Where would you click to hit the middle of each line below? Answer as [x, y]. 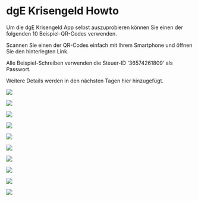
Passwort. [18, 69]
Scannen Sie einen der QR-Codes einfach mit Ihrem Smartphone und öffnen [99, 45]
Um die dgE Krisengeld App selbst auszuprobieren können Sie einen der [95, 27]
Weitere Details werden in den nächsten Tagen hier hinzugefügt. [85, 81]
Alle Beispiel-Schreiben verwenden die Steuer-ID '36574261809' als [90, 63]
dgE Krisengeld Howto [62, 11]
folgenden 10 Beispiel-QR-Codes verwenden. [62, 33]
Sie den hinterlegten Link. [37, 51]
